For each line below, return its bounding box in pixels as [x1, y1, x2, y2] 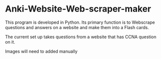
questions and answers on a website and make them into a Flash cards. [5, 24, 149, 30]
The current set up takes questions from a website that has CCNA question [5, 34, 157, 40]
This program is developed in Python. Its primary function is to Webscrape [5, 19, 155, 25]
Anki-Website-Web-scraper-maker [5, 3, 151, 15]
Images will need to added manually [5, 48, 78, 54]
